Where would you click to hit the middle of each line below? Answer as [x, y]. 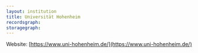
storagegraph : [24, 28]
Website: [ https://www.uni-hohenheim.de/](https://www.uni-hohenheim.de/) [99, 44]
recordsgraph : [24, 22]
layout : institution [32, 11]
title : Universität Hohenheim [43, 17]
